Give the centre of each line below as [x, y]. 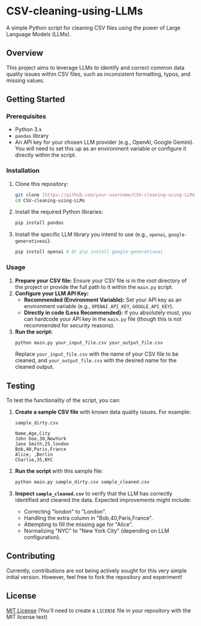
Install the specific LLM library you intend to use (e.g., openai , [91, 234]
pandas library [32, 136]
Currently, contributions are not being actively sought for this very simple [97, 571]
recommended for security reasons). [69, 325]
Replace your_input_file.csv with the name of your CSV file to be [97, 354]
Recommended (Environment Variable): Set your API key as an [103, 300]
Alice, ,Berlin [34, 455]
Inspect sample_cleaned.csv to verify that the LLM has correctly [94, 494]
